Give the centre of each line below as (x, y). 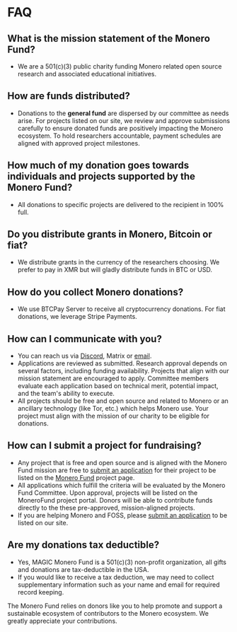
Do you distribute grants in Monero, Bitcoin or (110, 234)
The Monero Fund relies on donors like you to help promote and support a (115, 606)
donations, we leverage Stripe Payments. (77, 317)
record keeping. (41, 592)
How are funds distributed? (69, 96)
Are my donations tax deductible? (83, 545)
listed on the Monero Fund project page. (76, 477)
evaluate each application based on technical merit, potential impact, (118, 386)
